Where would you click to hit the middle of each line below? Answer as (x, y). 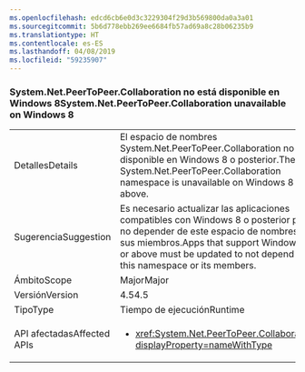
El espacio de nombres (168, 137)
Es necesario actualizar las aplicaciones (205, 208)
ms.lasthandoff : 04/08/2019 (63, 52)
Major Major (144, 280)
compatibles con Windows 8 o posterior (205, 220)
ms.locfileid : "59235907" (58, 60)
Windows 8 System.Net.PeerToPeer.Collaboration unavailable (148, 103)
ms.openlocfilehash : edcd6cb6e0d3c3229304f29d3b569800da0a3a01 (132, 18)
